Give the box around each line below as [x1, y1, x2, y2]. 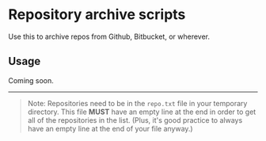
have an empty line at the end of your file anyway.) [27, 124, 193, 133]
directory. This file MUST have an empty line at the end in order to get [27, 107, 256, 116]
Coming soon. [8, 75, 54, 85]
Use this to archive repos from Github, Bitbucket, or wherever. [8, 32, 211, 41]
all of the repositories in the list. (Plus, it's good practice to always [27, 115, 243, 124]
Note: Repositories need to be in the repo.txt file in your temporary [27, 98, 248, 108]
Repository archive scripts [8, 6, 186, 24]
